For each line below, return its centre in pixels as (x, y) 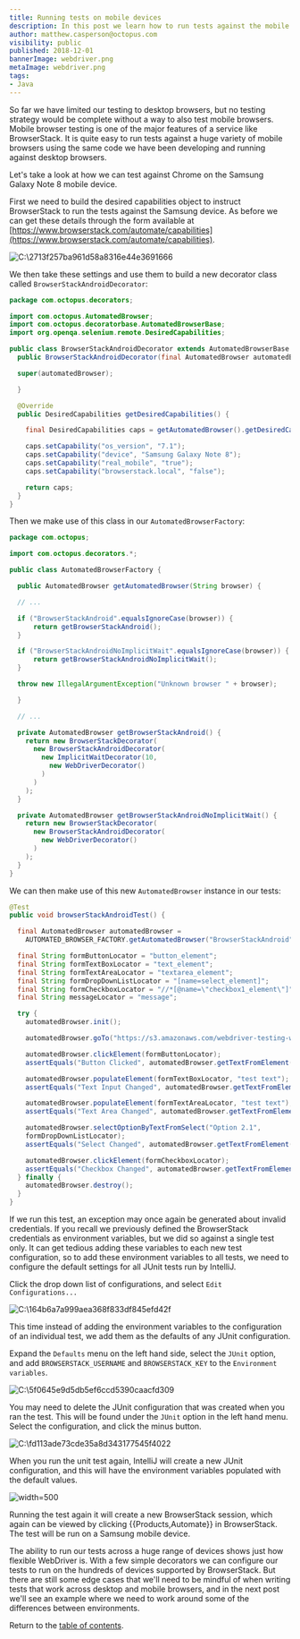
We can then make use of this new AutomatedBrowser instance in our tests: (145, 891)
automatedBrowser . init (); (74, 1022)
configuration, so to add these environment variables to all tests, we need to (149, 1257)
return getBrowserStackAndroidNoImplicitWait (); (125, 660)
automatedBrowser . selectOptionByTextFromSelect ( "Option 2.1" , (143, 1128)
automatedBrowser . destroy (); (79, 1186)
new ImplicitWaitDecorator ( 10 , (100, 757)
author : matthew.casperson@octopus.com (83, 34)
